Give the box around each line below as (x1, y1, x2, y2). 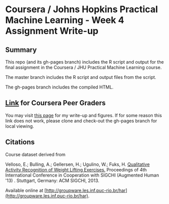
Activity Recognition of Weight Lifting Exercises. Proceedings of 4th (5, 166, 147, 172)
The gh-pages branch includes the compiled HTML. (5, 84, 114, 90)
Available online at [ (5, 187, 47, 193)
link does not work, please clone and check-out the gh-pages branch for (5, 118, 157, 124)
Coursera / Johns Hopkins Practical (5, 4, 158, 15)
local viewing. (5, 123, 35, 129)
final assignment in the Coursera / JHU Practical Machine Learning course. (5, 65, 162, 70)
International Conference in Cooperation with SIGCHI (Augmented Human (5, 172, 159, 178)
